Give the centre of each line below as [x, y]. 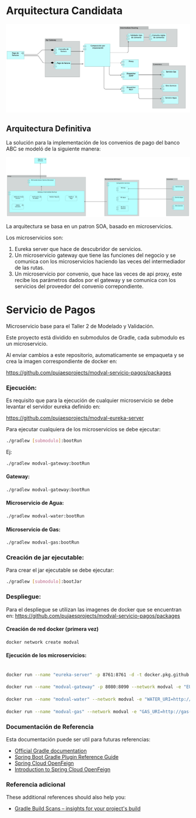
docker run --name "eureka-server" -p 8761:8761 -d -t [74, 675]
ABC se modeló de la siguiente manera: [53, 149]
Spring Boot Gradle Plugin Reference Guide [66, 757]
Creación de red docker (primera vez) [52, 629]
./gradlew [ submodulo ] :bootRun [44, 441]
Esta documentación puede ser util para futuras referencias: [78, 740]
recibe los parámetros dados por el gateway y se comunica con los [95, 280]
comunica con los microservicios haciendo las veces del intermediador [100, 261]
